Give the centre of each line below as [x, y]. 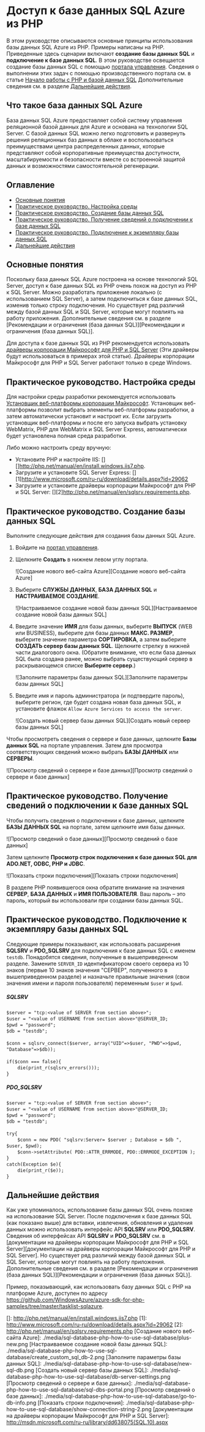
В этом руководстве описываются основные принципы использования [99, 40]
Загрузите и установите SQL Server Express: [73, 473]
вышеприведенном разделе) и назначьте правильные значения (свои [98, 976]
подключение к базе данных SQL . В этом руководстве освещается [95, 60]
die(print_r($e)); [41, 1170]
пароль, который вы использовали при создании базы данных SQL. [95, 900]
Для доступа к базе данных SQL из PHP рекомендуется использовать [98, 343]
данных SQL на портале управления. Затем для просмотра [84, 745]
